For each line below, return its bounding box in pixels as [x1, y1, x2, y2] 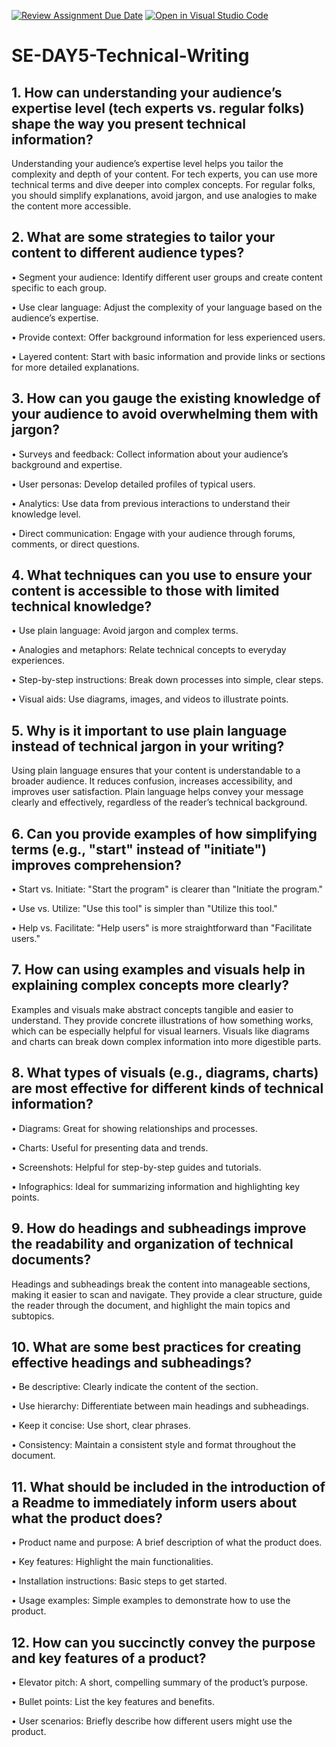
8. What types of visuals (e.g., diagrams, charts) [11, 1065, 319, 1082]
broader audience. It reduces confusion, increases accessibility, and [11, 775, 293, 787]
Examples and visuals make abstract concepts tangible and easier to [11, 1003, 294, 1015]
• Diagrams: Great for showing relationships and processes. [11, 1122, 258, 1134]
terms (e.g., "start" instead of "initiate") [11, 841, 267, 858]
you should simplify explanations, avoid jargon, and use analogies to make [11, 190, 318, 201]
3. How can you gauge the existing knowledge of [11, 390, 321, 407]
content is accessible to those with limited [11, 583, 280, 600]
